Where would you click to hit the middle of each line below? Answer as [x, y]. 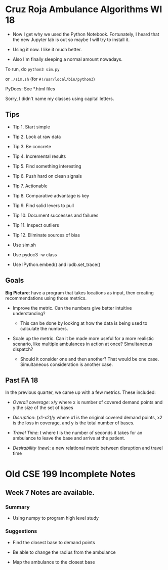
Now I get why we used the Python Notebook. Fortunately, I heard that [86, 34]
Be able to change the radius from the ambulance [64, 552]
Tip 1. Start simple [31, 127]
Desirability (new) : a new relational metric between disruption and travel [88, 448]
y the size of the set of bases [43, 408]
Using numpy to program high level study [55, 518]
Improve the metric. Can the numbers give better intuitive [72, 308]
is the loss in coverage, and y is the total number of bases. [73, 423]
